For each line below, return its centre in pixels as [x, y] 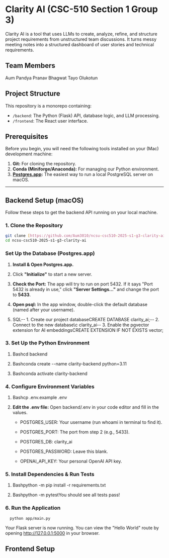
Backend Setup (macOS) [45, 200]
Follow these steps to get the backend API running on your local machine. [81, 213]
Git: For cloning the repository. [44, 164]
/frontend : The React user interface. [50, 121]
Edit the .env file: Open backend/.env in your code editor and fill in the [86, 407]
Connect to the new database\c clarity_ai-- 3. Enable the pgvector [81, 325]
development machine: [29, 154]
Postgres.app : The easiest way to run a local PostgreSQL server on [83, 174]
